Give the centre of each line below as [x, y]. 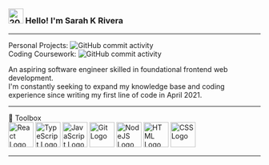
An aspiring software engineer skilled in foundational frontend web [118, 70]
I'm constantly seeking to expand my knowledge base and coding [117, 87]
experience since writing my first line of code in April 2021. [105, 95]
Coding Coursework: [42, 54]
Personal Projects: [38, 46]
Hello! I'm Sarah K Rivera [74, 20]
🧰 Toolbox [25, 118]
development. [31, 78]
